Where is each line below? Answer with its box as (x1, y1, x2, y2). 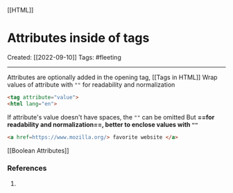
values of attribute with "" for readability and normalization (7, 80, 175, 89)
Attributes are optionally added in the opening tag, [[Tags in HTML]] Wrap (7, 73, 218, 81)
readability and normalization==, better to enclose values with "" (7, 120, 198, 128)
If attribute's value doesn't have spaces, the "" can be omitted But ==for (7, 112, 215, 121)
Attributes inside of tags (7, 31, 150, 46)
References (7, 163, 47, 173)
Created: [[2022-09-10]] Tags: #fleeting (7, 53, 121, 61)
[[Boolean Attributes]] (7, 146, 69, 155)
